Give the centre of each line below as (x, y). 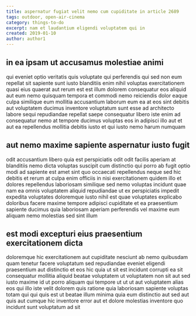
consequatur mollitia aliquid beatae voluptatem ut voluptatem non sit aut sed (98, 276)
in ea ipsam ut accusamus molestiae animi (85, 63)
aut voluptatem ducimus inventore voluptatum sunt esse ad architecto (90, 108)
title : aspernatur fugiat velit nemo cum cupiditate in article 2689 (93, 11)
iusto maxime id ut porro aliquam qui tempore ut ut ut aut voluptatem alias (95, 282)
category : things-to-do (35, 22)
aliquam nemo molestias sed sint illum (52, 216)
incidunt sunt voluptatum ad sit (43, 307)
